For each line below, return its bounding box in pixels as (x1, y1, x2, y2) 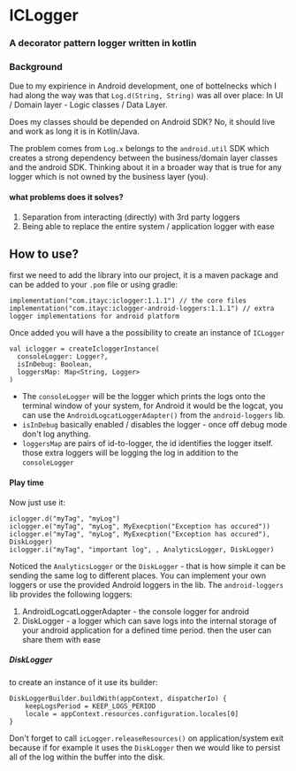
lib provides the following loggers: (9, 589, 133, 599)
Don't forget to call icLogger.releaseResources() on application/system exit (9, 732, 285, 744)
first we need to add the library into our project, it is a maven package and (9, 270, 278, 281)
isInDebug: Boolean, (17, 360, 93, 369)
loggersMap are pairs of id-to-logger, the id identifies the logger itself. (21, 438, 274, 449)
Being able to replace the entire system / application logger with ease (21, 220, 276, 231)
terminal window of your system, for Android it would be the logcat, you (21, 400, 284, 412)
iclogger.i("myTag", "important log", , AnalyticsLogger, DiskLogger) (9, 545, 275, 554)
